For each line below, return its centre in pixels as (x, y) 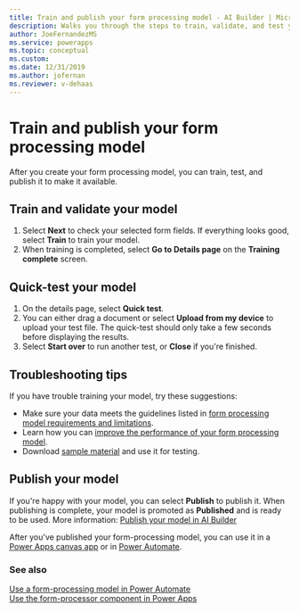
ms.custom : (29, 59)
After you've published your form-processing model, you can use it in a (140, 537)
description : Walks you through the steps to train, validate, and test (147, 26)
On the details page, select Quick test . (93, 309)
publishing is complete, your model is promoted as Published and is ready (145, 510)
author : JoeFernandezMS (53, 34)
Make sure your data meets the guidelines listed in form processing (145, 413)
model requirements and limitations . (88, 423)
